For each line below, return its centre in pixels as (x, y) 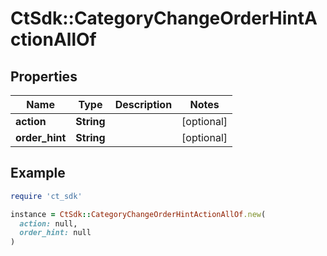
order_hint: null (55, 233)
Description (143, 104)
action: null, (48, 223)
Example (38, 173)
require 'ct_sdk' (46, 196)
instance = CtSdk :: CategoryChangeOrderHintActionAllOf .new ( (138, 214)
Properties (44, 76)
